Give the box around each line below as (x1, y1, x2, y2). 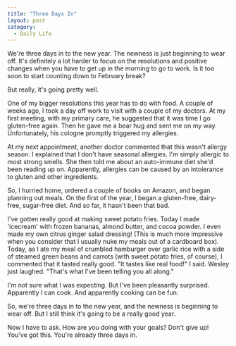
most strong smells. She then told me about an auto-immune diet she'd (7, 158, 213, 166)
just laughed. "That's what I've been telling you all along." (7, 267, 174, 276)
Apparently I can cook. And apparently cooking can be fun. (7, 288, 179, 297)
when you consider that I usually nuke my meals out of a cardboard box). (7, 237, 220, 246)
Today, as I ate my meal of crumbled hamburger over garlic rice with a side (7, 245, 225, 254)
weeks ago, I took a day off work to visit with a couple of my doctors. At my (7, 106, 226, 115)
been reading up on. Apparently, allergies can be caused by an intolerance (7, 165, 224, 173)
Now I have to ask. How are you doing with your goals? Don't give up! (7, 323, 209, 332)
